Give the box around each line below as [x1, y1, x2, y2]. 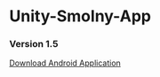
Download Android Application [9, 58, 122, 68]
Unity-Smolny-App [9, 6, 151, 27]
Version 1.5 [9, 38, 59, 50]
